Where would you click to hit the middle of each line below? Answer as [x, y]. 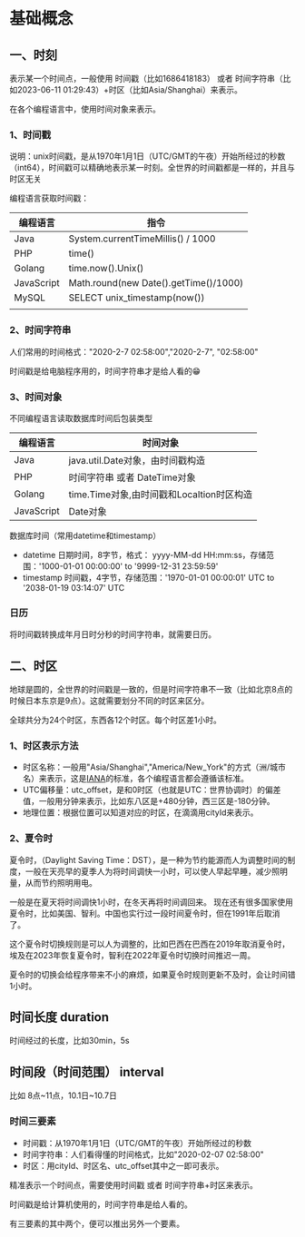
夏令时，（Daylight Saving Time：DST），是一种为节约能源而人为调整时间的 [148, 859]
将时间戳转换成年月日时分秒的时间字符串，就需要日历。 [113, 634]
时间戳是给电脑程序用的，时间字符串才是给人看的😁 [105, 371]
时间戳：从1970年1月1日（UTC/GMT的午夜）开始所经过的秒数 [137, 1143]
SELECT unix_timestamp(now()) [137, 298]
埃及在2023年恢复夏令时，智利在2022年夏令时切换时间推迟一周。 [133, 955]
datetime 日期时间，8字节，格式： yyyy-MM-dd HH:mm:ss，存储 [144, 555]
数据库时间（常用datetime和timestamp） [85, 535]
